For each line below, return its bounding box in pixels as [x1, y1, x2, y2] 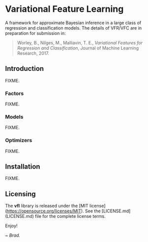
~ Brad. [5, 233, 21, 239]
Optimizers [5, 137, 32, 144]
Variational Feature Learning [5, 3, 124, 15]
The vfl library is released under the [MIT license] [5, 203, 106, 209]
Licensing [5, 190, 36, 198]
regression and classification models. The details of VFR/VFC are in [5, 25, 142, 31]
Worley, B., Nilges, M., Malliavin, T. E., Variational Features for [17, 39, 143, 45]
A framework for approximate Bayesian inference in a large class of [5, 20, 142, 26]
